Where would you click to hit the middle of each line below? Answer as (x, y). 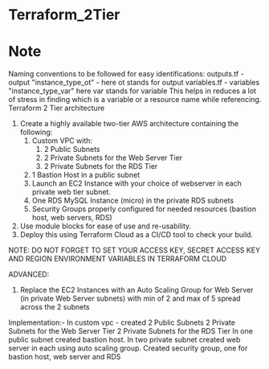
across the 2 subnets (55, 307)
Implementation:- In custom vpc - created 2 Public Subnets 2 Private (122, 322)
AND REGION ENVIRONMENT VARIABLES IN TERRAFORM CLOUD (118, 259)
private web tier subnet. (71, 192)
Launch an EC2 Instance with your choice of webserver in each (137, 183)
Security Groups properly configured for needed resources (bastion (144, 209)
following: (36, 132)
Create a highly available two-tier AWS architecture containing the (129, 124)
